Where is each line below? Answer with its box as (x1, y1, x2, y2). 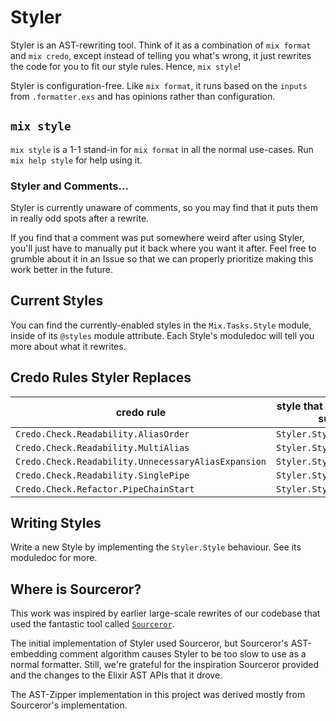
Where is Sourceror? (10, 581, 142, 598)
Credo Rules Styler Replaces (10, 369, 192, 386)
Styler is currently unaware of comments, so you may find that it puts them (10, 202, 318, 214)
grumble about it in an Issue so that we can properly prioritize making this (10, 253, 314, 265)
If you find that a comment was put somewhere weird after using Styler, (10, 232, 305, 244)
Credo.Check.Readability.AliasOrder (15, 428, 190, 440)
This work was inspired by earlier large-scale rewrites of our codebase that (10, 607, 321, 620)
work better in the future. (10, 264, 113, 276)
